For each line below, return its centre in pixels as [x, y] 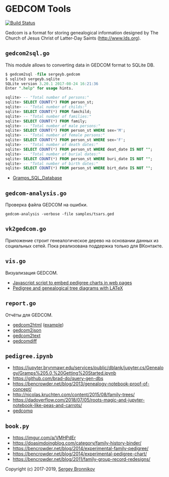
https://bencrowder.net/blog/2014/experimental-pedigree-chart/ [80, 454]
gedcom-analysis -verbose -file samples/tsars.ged [60, 214]
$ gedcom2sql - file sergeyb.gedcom [43, 74]
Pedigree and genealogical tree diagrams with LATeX [68, 288]
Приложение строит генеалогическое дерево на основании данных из [82, 240]
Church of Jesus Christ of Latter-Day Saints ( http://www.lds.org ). [73, 38]
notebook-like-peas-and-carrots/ [47, 406]
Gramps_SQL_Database [37, 178]
